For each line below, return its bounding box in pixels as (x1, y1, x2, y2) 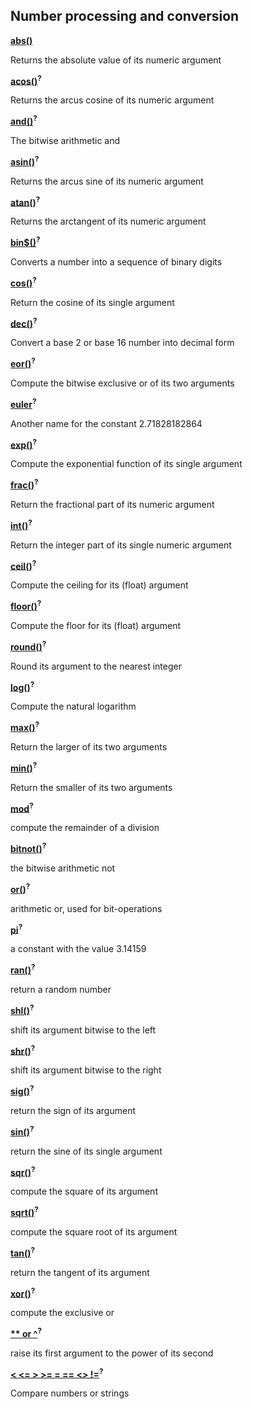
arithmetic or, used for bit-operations (10, 902, 163, 914)
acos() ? (10, 73, 42, 87)
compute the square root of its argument (10, 1225, 178, 1238)
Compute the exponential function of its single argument (10, 458, 243, 470)
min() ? (10, 760, 38, 774)
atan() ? (10, 194, 41, 208)
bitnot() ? (10, 841, 47, 854)
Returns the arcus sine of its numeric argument (10, 175, 204, 187)
